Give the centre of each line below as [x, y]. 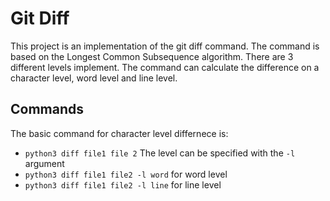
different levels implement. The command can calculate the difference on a [165, 67]
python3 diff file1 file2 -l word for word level [126, 174]
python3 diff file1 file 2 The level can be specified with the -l [160, 153]
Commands [47, 109]
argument [44, 163]
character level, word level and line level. [94, 78]
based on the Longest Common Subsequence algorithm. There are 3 [152, 56]
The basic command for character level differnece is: [119, 133]
